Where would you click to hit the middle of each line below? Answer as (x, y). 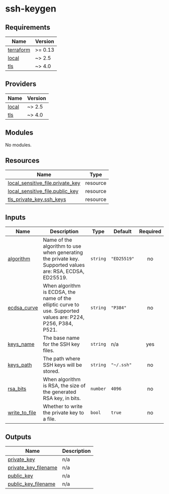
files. (48, 351)
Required (150, 232)
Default (122, 232)
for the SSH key (61, 344)
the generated (59, 392)
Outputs (18, 437)
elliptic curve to (61, 305)
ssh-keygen (31, 9)
